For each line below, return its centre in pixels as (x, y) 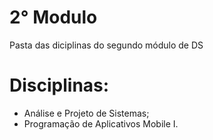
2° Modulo (53, 17)
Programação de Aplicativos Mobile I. (101, 123)
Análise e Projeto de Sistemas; (86, 113)
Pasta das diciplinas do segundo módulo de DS (106, 45)
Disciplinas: (59, 85)
